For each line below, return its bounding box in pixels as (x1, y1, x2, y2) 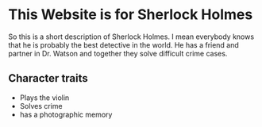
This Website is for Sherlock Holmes (8, 6, 253, 24)
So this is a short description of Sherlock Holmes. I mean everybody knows (8, 32, 255, 41)
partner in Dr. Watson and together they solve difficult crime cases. (8, 48, 228, 58)
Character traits (8, 71, 89, 85)
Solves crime (19, 101, 63, 110)
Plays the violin (19, 93, 70, 102)
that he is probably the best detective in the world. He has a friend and (8, 40, 240, 49)
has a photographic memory (19, 110, 113, 119)
